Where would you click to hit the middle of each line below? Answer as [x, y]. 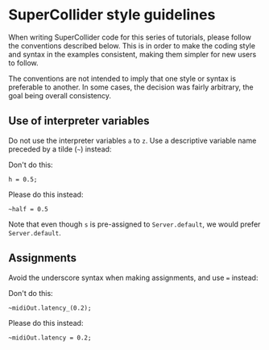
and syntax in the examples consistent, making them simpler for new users [132, 54]
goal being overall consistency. [60, 95]
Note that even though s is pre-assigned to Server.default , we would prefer [134, 224]
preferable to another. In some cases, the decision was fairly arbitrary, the [131, 87]
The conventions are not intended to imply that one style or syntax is [122, 78]
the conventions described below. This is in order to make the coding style [132, 45]
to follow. [23, 63]
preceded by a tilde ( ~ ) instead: [60, 149]
